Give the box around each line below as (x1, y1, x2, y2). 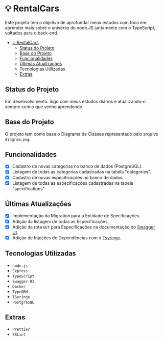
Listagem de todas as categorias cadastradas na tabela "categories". (12, 169, 152, 175)
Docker (12, 284, 26, 289)
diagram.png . (5, 136, 31, 142)
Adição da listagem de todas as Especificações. (12, 218, 109, 224)
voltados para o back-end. (5, 30, 59, 36)
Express (12, 268, 28, 273)
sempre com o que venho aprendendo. (5, 104, 84, 110)
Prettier (12, 327, 30, 332)
